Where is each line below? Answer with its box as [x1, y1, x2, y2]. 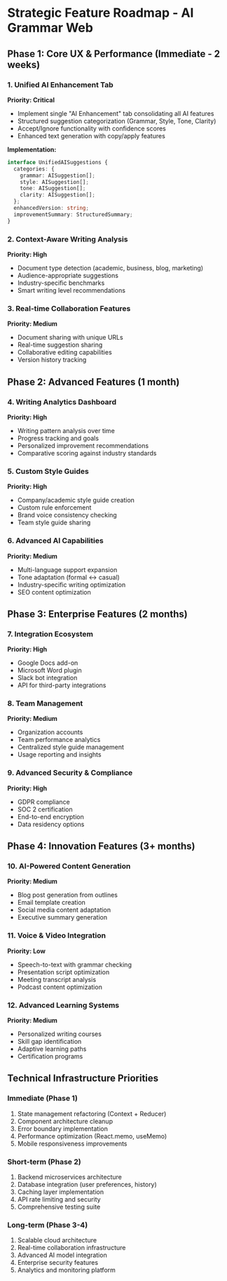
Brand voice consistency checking [17, 511, 117, 519]
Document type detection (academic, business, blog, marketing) [17, 263, 204, 272]
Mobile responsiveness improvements [17, 1139, 128, 1148]
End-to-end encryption [17, 812, 84, 821]
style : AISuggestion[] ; [20, 178, 90, 185]
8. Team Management [7, 698, 83, 708]
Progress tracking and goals [17, 434, 99, 442]
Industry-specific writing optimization [17, 580, 126, 589]
